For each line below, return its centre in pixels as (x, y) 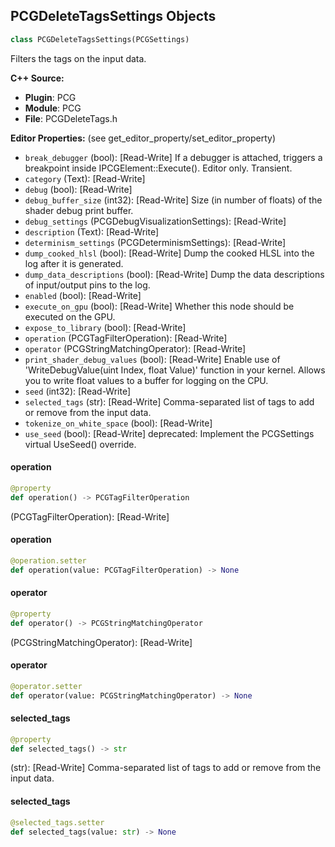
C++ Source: (37, 78)
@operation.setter (48, 560)
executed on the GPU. (70, 316)
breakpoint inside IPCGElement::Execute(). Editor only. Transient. (158, 168)
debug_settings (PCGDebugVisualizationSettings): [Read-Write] (155, 221)
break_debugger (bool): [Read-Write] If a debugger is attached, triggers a (173, 157)
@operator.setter (46, 686)
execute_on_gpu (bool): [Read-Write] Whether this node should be (159, 306)
